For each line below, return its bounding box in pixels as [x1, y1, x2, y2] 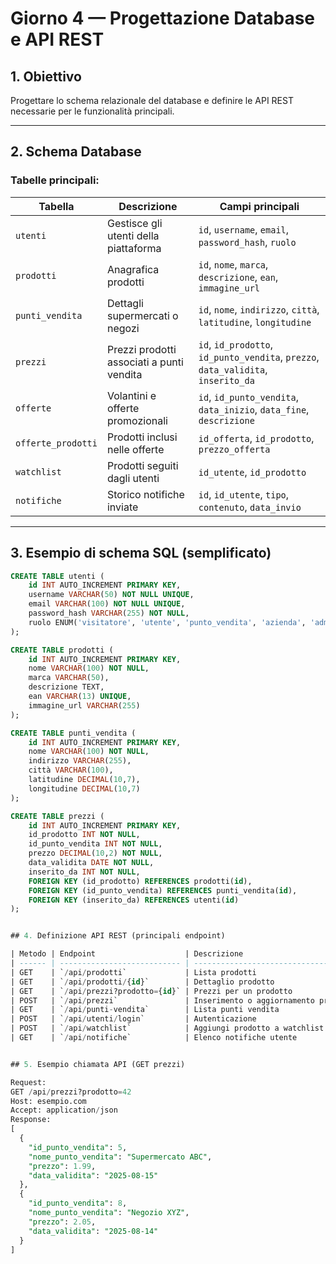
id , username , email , [198, 222, 290, 236]
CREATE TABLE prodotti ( [10, 645, 114, 655]
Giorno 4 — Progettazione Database [10, 7, 316, 30]
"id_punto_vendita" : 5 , [28, 1142, 128, 1152]
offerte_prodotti [15, 437, 98, 449]
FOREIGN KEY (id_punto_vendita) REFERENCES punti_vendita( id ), [28, 885, 298, 896]
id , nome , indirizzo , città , [198, 302, 320, 316]
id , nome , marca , [198, 257, 269, 271]
